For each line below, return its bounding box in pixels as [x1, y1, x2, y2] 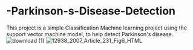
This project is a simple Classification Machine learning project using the [6, 24, 188, 31]
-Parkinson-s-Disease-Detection [6, 4, 176, 18]
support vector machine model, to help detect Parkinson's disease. [6, 30, 174, 37]
